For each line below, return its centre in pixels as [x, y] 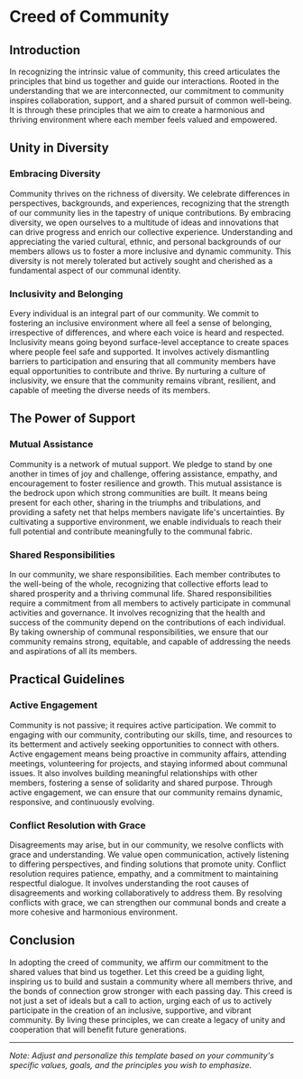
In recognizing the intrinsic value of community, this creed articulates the [145, 71]
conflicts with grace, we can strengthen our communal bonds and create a [148, 902]
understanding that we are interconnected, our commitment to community [147, 91]
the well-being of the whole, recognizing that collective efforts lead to [139, 584]
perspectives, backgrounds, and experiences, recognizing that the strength [150, 203]
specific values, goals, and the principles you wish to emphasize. [131, 1065]
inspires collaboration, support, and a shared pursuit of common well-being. [151, 100]
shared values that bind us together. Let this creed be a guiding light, [137, 971]
